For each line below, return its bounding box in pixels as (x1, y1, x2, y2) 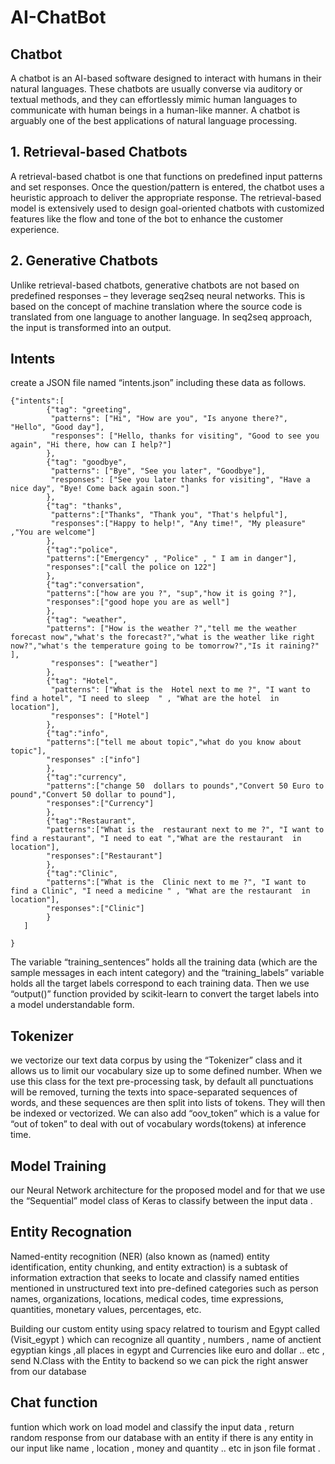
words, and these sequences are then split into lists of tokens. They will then (10, 1097, 326, 1109)
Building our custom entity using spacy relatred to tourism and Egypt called (10, 1322, 321, 1335)
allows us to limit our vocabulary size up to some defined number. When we (10, 1065, 323, 1077)
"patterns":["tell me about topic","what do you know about (46, 737, 302, 748)
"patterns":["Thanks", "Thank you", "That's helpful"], (50, 510, 288, 520)
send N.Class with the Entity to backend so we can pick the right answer (10, 1354, 309, 1366)
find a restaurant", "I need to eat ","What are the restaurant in (10, 834, 302, 844)
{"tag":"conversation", (46, 580, 145, 590)
